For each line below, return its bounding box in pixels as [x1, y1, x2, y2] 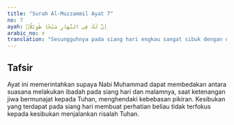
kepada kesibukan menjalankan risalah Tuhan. [7, 109, 139, 118]
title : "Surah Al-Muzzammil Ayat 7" [7, 10, 114, 17]
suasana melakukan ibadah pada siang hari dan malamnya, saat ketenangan [7, 87, 226, 96]
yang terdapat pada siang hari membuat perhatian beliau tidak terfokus [7, 102, 211, 110]
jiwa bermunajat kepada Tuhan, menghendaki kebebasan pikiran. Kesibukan [7, 94, 226, 103]
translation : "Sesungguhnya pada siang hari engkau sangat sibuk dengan [7, 36, 223, 43]
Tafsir [7, 62, 33, 74]
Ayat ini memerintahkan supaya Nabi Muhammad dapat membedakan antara [7, 80, 227, 88]
